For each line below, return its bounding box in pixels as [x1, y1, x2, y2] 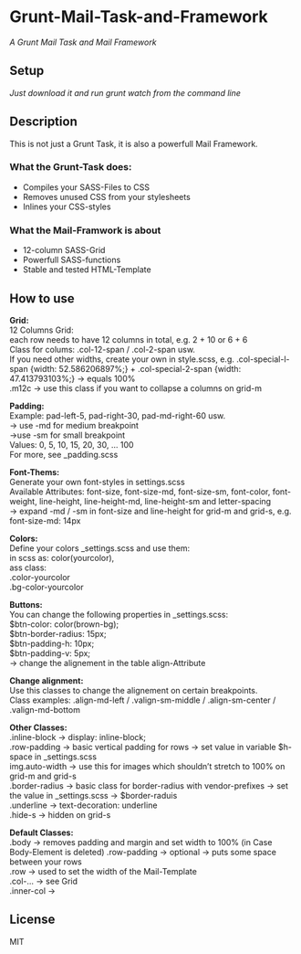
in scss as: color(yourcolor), [9, 552, 115, 563]
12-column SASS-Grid [22, 245, 106, 256]
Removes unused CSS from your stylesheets [22, 191, 192, 202]
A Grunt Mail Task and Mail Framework [9, 37, 157, 48]
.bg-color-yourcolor [9, 581, 84, 592]
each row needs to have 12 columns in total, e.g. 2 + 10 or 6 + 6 [9, 334, 248, 344]
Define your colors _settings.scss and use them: [9, 542, 191, 554]
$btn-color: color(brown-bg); [9, 619, 119, 630]
